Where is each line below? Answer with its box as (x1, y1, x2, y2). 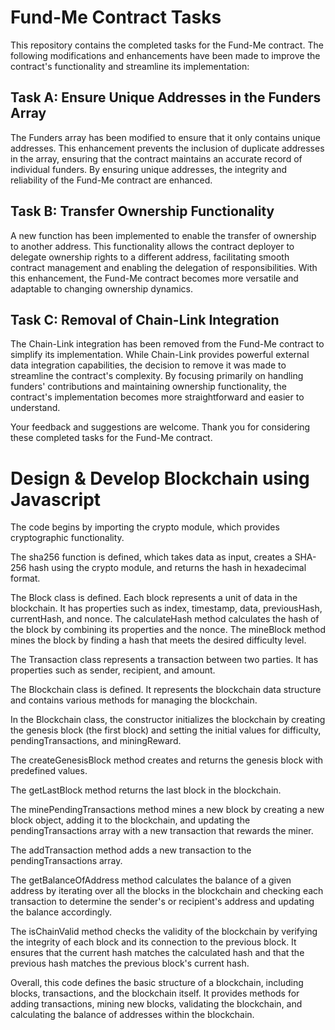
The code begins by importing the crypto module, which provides (10, 521, 280, 533)
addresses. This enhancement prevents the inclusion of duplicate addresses (10, 142, 325, 154)
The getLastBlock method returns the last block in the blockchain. (10, 784, 282, 796)
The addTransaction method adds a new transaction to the (10, 844, 252, 856)
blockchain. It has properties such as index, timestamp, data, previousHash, (10, 602, 323, 615)
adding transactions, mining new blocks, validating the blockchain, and (10, 998, 303, 1010)
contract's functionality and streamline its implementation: (10, 60, 250, 72)
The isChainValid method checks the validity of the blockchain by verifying (10, 926, 318, 938)
